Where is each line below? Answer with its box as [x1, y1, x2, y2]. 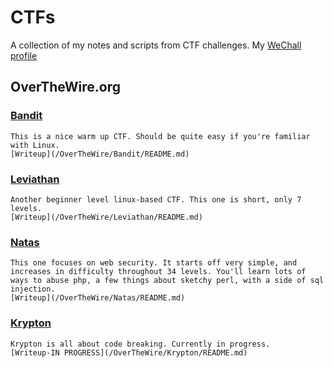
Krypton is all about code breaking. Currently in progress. [10, 339, 271, 349]
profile [10, 49, 38, 61]
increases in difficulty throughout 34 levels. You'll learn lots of [10, 267, 307, 277]
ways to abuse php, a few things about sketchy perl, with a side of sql [10, 276, 325, 286]
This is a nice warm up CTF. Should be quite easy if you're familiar [10, 131, 311, 141]
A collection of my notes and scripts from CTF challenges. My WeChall [10, 39, 302, 51]
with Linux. [10, 140, 60, 150]
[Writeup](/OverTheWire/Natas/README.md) [10, 293, 186, 303]
